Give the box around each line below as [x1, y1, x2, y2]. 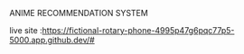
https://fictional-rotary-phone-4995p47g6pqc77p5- [42, 25, 235, 35]
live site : [9, 25, 42, 35]
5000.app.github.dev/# [9, 35, 95, 45]
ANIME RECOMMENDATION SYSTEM [9, 8, 149, 18]
